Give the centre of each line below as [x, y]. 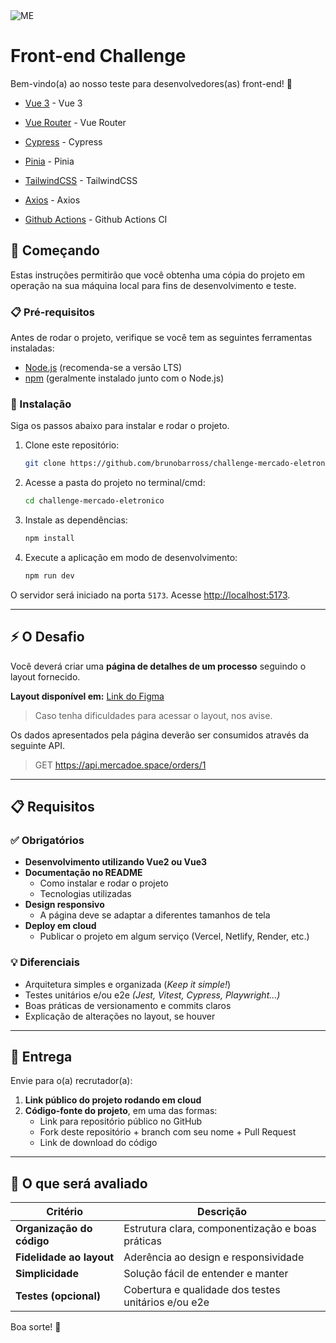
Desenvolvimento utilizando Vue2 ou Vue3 [116, 862]
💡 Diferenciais [45, 962]
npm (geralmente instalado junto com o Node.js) [124, 378]
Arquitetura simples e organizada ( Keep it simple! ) [128, 984]
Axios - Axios [52, 200]
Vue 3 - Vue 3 [53, 103]
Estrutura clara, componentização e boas [220, 1229]
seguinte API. [38, 745]
